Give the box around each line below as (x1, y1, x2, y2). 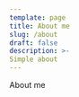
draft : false (9, 38, 58, 48)
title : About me (9, 22, 70, 31)
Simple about (9, 55, 58, 64)
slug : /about (9, 30, 58, 39)
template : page (9, 13, 66, 22)
